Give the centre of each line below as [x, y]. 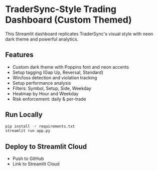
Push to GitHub [28, 158]
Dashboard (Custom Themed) [68, 20]
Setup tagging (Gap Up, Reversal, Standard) [58, 72]
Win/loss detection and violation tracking [55, 77]
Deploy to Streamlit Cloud [46, 146]
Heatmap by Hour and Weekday [45, 93]
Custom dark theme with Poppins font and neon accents [71, 67]
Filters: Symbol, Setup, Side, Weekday [52, 88]
